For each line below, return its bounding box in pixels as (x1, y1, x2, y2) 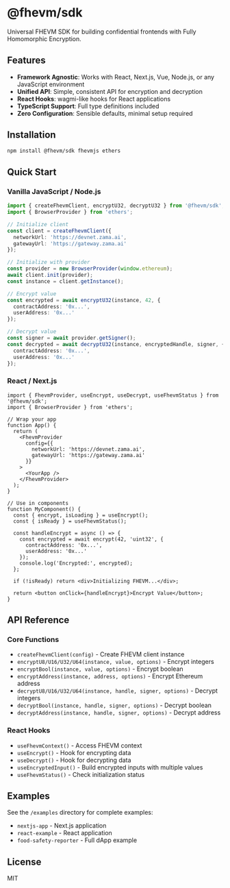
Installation (7, 129, 56, 141)
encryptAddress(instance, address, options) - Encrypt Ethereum (16, 672, 203, 680)
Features (7, 55, 46, 66)
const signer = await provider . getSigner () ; (7, 334, 136, 341)
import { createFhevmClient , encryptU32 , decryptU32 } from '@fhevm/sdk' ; (7, 202, 225, 210)
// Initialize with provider (7, 259, 90, 266)
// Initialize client (7, 221, 69, 227)
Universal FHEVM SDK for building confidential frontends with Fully (7, 27, 196, 36)
